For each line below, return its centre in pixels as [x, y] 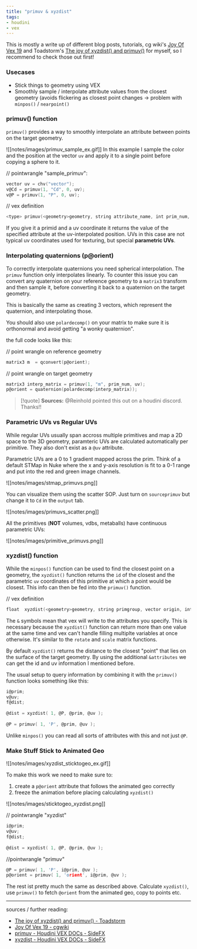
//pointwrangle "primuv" [35, 859]
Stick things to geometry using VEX [57, 85]
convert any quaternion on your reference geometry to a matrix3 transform [97, 281]
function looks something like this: [47, 681]
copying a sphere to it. [33, 161]
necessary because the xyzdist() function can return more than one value [96, 627]
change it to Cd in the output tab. [45, 500]
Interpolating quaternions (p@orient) [60, 256]
